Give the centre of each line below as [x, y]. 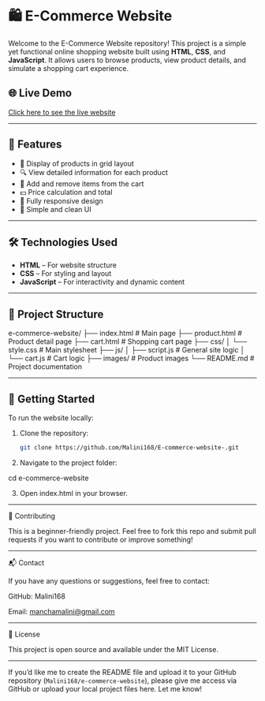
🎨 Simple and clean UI [56, 209]
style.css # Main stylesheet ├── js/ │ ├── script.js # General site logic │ [127, 350]
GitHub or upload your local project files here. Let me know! [105, 688]
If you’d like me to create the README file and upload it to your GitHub [122, 672]
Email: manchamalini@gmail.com [62, 611]
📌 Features [35, 145]
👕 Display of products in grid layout [77, 163]
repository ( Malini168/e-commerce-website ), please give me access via [123, 680]
